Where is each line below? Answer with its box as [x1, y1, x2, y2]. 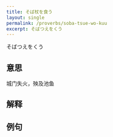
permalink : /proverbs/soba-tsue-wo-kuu [6, 20, 108, 26]
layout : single [6, 15, 45, 21]
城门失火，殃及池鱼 [6, 80, 55, 87]
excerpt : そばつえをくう [6, 25, 63, 32]
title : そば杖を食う [6, 8, 53, 15]
